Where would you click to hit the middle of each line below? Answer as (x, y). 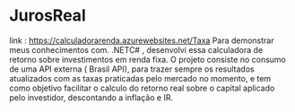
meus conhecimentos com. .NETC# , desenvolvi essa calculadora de (136, 49)
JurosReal (48, 16)
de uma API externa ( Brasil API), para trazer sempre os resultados (132, 69)
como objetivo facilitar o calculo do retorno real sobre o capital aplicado (142, 88)
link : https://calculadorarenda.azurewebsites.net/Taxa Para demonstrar (142, 40)
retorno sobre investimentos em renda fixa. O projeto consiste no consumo (148, 59)
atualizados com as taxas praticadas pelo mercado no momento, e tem (140, 78)
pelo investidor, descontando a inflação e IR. (91, 97)
